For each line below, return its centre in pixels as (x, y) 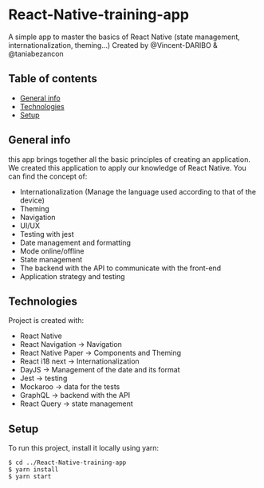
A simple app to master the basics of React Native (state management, (124, 37)
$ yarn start (30, 477)
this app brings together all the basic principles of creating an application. (130, 159)
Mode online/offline (52, 251)
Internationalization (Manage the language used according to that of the (138, 191)
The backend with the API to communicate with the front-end (120, 268)
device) (32, 200)
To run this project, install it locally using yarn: (84, 448)
